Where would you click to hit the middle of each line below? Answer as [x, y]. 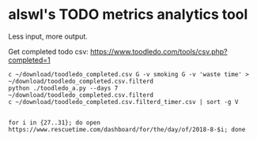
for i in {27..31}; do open [55, 122]
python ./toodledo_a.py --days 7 [63, 88]
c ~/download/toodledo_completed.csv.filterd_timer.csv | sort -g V [123, 102]
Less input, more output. [48, 36]
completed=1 [29, 60]
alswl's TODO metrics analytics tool [128, 15]
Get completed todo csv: [49, 51]
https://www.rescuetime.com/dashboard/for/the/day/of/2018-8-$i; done [127, 129]
